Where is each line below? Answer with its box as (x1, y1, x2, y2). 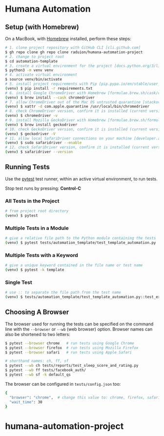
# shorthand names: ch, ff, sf (5, 358, 69, 364)
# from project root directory (5, 209, 69, 214)
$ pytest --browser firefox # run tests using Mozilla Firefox (5, 345, 139, 350)
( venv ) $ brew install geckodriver (5, 122, 78, 127)
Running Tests (5, 163, 50, 171)
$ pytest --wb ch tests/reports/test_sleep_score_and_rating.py (5, 363, 139, 368)
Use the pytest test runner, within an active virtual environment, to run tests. (5, 176, 158, 181)
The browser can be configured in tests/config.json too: (5, 381, 121, 387)
